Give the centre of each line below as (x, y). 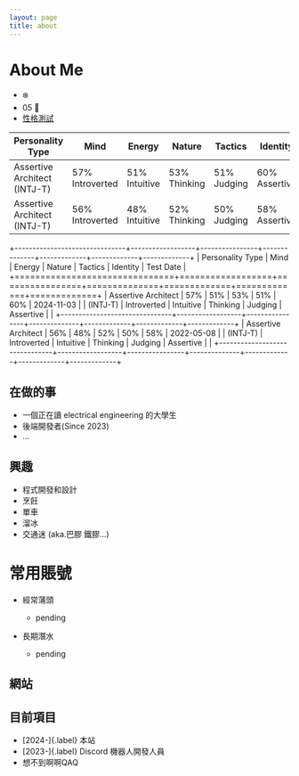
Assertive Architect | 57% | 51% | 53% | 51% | (193, 296)
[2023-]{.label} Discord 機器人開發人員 (93, 751)
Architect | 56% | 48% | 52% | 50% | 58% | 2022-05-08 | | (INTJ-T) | (136, 333)
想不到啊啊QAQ (50, 763)
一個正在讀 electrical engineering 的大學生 (99, 415)
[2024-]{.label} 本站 (59, 740)
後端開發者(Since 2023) (65, 426)
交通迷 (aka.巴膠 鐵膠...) (65, 535)
